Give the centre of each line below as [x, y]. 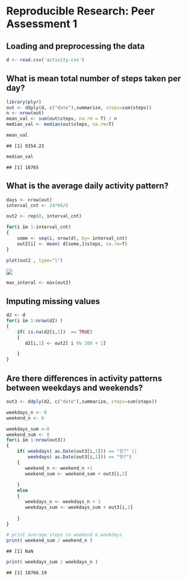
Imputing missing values [53, 301]
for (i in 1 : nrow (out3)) [36, 440]
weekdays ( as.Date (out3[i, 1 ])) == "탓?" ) [80, 457]
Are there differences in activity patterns [84, 378]
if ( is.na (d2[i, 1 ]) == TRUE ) [55, 332]
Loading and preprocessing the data [75, 46]
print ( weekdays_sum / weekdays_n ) [52, 562]
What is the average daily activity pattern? [87, 186]
